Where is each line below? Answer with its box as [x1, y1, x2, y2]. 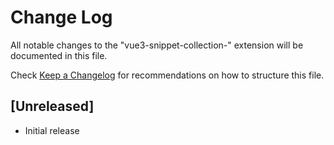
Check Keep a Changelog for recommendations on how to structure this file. [10, 69, 325, 81]
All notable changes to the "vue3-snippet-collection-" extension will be [10, 39, 304, 51]
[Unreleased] [10, 98, 95, 115]
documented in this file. [10, 49, 108, 61]
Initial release [24, 124, 80, 136]
